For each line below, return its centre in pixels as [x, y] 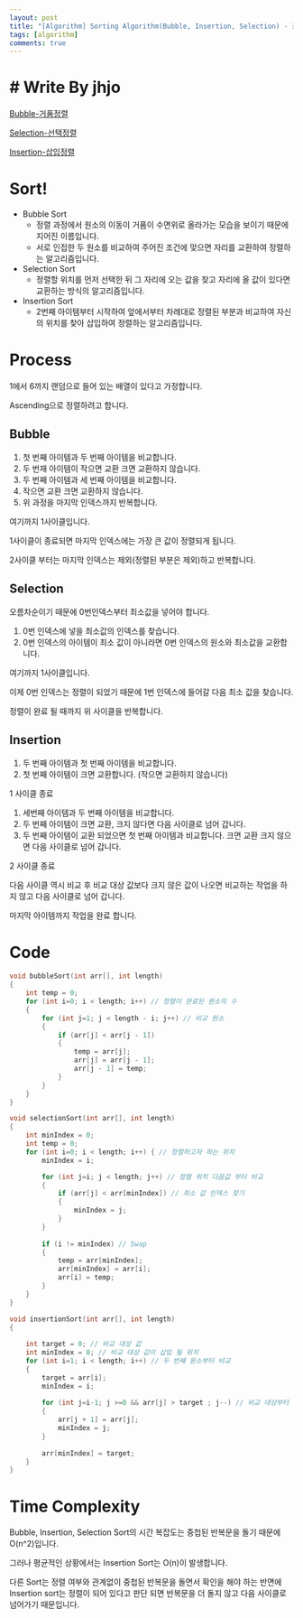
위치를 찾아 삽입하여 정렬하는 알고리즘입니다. [124, 323]
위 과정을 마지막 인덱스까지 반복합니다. [90, 502]
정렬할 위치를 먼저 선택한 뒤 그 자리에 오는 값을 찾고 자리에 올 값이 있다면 [163, 280]
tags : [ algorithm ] [44, 34]
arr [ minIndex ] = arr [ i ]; [104, 1269]
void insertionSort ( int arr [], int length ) [92, 1319]
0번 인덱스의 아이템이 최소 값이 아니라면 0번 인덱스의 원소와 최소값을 [143, 642]
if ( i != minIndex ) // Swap [94, 1244]
